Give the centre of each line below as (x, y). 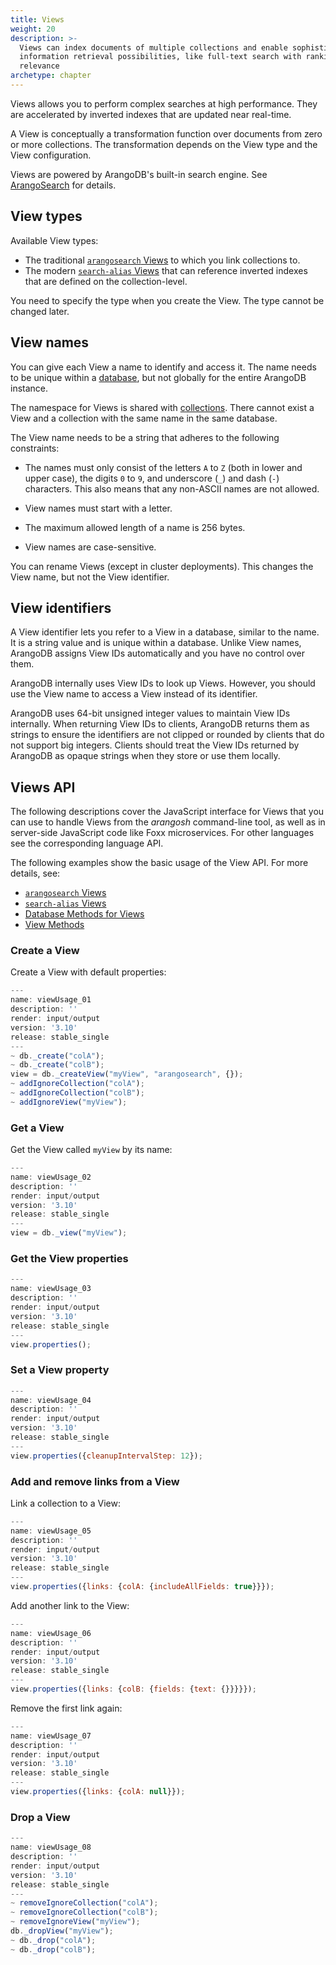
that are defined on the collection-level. (106, 281)
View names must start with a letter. (98, 508)
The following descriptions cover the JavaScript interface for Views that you (167, 812)
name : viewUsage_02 (51, 1177)
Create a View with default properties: (88, 972)
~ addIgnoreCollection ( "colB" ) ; (77, 1093)
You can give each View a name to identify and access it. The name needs (163, 367)
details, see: (35, 873)
